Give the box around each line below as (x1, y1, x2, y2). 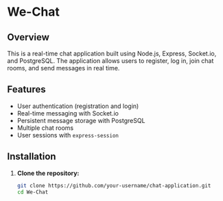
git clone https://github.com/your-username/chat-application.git (16, 182, 211, 189)
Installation (7, 151, 56, 163)
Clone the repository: (16, 169, 80, 177)
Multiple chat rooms (16, 124, 74, 132)
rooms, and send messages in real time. (7, 64, 120, 72)
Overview (7, 31, 50, 43)
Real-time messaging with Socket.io (16, 109, 119, 117)
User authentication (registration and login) (16, 102, 139, 110)
